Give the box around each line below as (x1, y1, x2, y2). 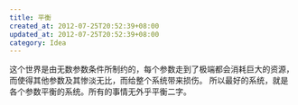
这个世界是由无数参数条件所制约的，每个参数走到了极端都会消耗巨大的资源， (9, 64, 294, 74)
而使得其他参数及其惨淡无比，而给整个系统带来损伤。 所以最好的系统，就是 (9, 75, 289, 86)
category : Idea (9, 38, 67, 48)
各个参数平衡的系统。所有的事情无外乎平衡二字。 (9, 86, 191, 97)
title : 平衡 (9, 13, 51, 22)
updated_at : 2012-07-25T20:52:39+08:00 (9, 30, 160, 39)
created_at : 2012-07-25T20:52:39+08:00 (9, 22, 160, 31)
